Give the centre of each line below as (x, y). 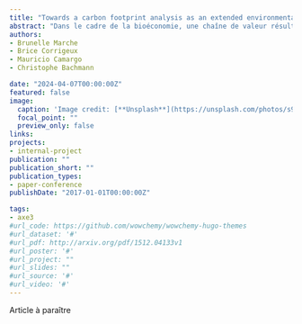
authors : (26, 34)
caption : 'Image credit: (64, 109)
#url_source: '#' (42, 276)
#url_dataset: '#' (44, 234)
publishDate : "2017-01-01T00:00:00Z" (80, 193)
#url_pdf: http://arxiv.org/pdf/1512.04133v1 (96, 243)
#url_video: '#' (40, 284)
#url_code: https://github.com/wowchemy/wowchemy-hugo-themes (128, 226)
